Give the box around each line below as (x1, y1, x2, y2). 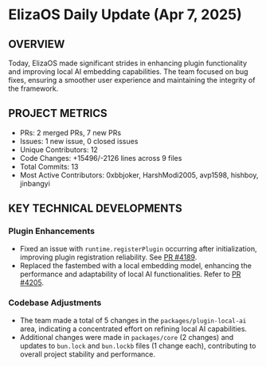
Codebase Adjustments (8, 297, 102, 308)
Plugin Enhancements (8, 225, 96, 236)
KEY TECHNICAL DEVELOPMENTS (8, 201, 182, 216)
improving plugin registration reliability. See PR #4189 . (19, 252, 198, 262)
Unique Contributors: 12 (19, 145, 98, 154)
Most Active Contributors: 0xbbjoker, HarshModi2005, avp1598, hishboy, (19, 170, 259, 180)
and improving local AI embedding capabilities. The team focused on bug (8, 67, 248, 76)
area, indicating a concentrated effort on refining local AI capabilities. (19, 324, 248, 334)
